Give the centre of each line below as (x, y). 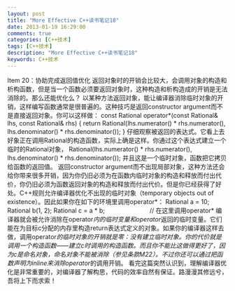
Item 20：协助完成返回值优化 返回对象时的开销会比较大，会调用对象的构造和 (117, 80)
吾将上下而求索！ (32, 280)
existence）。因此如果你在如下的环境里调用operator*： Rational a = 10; (108, 201)
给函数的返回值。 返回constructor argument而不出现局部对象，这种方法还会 (116, 166)
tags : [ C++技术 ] (30, 46)
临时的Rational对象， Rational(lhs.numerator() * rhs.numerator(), (100, 149)
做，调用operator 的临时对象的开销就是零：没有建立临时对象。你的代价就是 (115, 236)
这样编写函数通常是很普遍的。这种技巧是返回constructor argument (115, 107)
